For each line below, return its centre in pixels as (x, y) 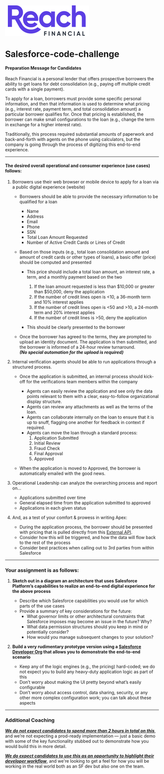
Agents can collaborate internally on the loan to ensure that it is (90, 417)
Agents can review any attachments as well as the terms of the (90, 406)
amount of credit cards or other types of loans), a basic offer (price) (88, 257)
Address (35, 216)
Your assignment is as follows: (42, 570)
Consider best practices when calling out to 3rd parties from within (87, 548)
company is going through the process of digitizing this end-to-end (73, 144)
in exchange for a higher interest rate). (44, 125)
